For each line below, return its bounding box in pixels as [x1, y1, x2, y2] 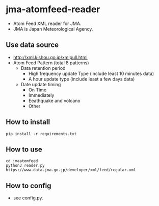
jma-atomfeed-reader [6, 4, 100, 15]
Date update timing [20, 81, 61, 87]
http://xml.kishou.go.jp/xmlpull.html [13, 54, 88, 60]
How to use [6, 145, 42, 153]
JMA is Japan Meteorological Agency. [13, 25, 93, 32]
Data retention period [20, 65, 66, 71]
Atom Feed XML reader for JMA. [13, 20, 82, 27]
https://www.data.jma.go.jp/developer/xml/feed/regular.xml [6, 167, 137, 173]
